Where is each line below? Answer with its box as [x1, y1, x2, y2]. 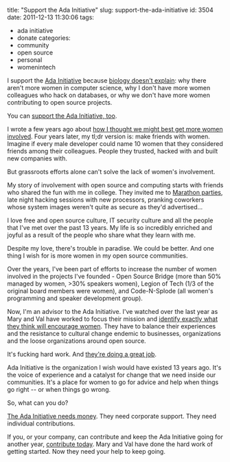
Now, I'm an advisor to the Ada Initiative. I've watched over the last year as [7, 308, 218, 315]
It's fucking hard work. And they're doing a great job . [7, 350, 157, 358]
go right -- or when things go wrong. [7, 386, 111, 393]
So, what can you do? [7, 399, 69, 407]
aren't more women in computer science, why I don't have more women [7, 84, 211, 92]
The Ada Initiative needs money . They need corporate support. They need [7, 412, 216, 420]
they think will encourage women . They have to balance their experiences [7, 322, 216, 330]
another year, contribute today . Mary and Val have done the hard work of [7, 440, 214, 448]
